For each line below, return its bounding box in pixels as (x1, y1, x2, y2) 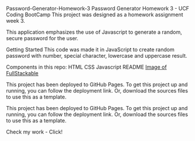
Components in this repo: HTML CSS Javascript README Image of (6, 64, 167, 70)
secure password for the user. (6, 35, 79, 41)
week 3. (6, 17, 25, 24)
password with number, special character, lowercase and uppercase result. (6, 52, 187, 59)
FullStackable (6, 70, 39, 76)
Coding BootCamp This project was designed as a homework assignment (6, 11, 183, 18)
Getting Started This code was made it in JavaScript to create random (6, 46, 175, 53)
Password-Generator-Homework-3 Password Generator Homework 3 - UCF (6, 5, 189, 12)
